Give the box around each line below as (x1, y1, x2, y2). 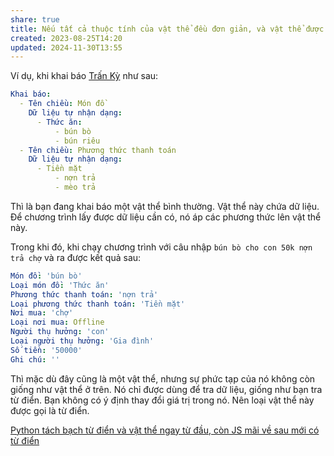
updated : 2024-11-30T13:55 (10, 42, 123, 53)
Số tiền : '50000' (10, 345, 83, 355)
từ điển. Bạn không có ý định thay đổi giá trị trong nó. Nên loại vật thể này (10, 394, 315, 406)
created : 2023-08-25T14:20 (10, 33, 123, 43)
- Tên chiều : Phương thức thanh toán (19, 145, 177, 155)
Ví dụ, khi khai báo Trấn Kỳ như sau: (10, 70, 159, 82)
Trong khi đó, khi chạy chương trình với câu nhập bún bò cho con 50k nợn (10, 241, 313, 253)
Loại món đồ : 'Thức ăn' (10, 280, 110, 290)
